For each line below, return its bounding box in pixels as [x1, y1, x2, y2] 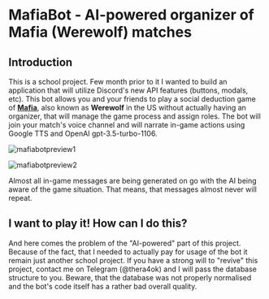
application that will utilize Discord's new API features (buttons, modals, [8, 85, 249, 95]
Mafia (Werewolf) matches [8, 23, 193, 41]
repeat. [8, 193, 33, 202]
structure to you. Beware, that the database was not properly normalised [8, 272, 252, 282]
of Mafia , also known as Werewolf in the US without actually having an [8, 103, 246, 112]
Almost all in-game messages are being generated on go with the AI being [8, 176, 258, 185]
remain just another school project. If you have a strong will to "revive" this [8, 255, 258, 265]
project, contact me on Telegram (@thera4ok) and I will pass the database [8, 264, 258, 274]
